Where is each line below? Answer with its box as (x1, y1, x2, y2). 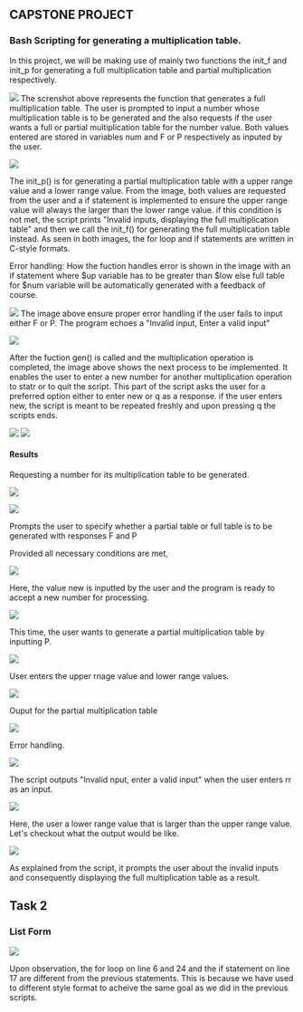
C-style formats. (9, 243, 71, 253)
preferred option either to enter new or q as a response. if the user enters (9, 390, 283, 401)
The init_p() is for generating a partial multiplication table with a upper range (9, 176, 293, 186)
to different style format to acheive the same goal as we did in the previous (9, 982, 289, 993)
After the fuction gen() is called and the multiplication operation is (9, 352, 254, 363)
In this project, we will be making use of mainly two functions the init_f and (9, 54, 288, 66)
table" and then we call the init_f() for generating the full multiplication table (9, 224, 291, 234)
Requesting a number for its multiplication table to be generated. (9, 469, 250, 480)
